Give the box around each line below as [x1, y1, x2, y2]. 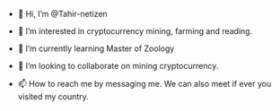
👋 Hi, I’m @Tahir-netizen [17, 9, 108, 19]
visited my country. [17, 91, 90, 102]
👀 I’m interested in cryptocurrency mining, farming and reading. [17, 26, 253, 36]
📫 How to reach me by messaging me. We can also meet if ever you [17, 79, 272, 89]
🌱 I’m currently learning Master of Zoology [17, 43, 175, 54]
